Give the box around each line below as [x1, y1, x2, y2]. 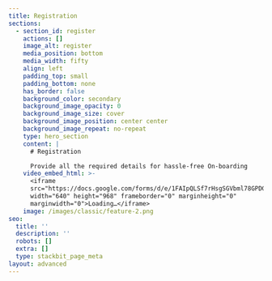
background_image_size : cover [23, 110, 125, 118]
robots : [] [15, 237, 53, 245]
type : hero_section [23, 132, 89, 140]
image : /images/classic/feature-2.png [23, 207, 154, 215]
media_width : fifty [23, 57, 89, 66]
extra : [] [15, 245, 49, 253]
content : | [23, 139, 60, 148]
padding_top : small [23, 72, 89, 80]
